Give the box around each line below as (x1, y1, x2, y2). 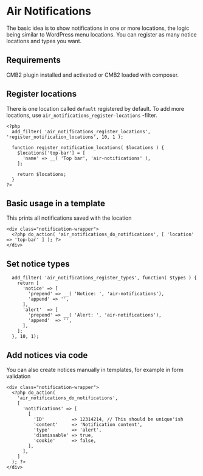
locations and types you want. (6, 37, 82, 44)
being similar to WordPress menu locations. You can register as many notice (6, 30, 197, 38)
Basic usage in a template (6, 198, 105, 208)
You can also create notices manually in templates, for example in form (6, 366, 184, 373)
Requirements (6, 55, 61, 65)
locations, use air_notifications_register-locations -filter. (6, 111, 157, 119)
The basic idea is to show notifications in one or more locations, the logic (6, 24, 190, 32)
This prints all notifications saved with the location (6, 214, 132, 222)
